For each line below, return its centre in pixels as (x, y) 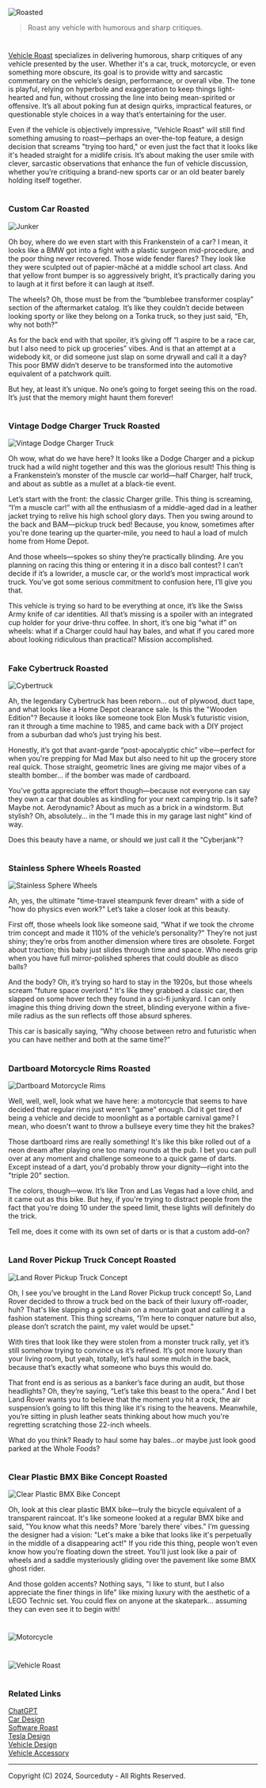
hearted (21, 98)
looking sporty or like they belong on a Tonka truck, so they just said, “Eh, (128, 316)
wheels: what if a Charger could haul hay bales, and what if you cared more (131, 631)
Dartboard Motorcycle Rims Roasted (80, 1069)
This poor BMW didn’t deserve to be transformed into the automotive (121, 365)
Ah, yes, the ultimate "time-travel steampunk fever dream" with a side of (126, 901)
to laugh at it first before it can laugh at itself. (81, 284)
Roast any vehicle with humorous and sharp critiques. (115, 27)
